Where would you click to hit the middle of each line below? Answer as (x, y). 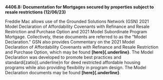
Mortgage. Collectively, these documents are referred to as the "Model (76, 37)
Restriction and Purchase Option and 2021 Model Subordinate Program (76, 32)
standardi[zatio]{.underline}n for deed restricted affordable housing (73, 62)
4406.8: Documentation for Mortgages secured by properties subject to (80, 7)
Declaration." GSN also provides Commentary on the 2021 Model (70, 42)
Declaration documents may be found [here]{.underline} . (63, 73)
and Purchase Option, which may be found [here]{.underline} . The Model (79, 52)
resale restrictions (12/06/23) (36, 12)
